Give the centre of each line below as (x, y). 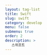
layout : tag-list (23, 9)
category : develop (23, 23)
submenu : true (19, 32)
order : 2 (14, 36)
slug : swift (17, 18)
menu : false (17, 27)
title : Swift (18, 14)
